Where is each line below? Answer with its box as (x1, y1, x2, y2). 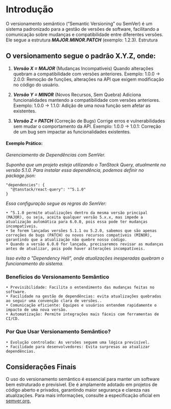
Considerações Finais (6, 362, 77, 371)
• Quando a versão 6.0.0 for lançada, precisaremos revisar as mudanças (6, 242, 164, 247)
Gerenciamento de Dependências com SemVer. (6, 152, 106, 158)
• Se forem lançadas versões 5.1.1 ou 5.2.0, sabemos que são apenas (6, 228, 157, 233)
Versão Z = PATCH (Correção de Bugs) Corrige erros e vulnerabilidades (13, 118, 165, 124)
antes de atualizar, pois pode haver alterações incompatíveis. (6, 246, 145, 251)
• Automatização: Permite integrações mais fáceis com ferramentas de (6, 312, 159, 317)
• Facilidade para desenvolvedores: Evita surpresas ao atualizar (6, 344, 150, 349)
